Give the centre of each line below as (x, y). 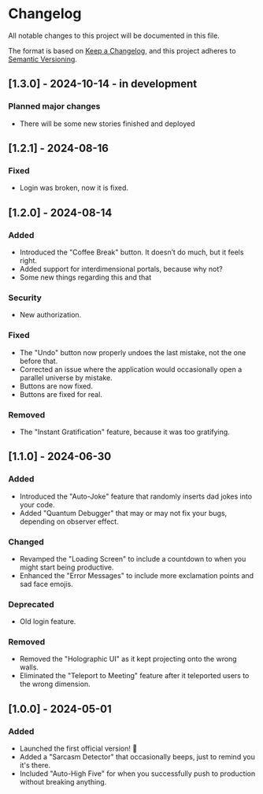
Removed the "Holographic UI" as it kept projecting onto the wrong (128, 659)
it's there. (35, 766)
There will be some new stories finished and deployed (107, 124)
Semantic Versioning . (43, 59)
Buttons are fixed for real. (61, 394)
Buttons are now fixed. (56, 386)
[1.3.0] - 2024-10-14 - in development (103, 84)
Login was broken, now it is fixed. (74, 188)
